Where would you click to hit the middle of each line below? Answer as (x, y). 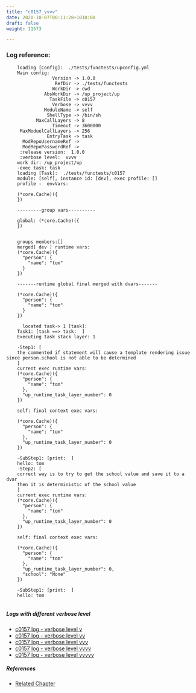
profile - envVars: (43, 184)
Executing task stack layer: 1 (56, 337)
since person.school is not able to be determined (71, 358)
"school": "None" (44, 574)
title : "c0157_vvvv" (32, 12)
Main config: (33, 73)
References (21, 669)
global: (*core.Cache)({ (48, 221)
